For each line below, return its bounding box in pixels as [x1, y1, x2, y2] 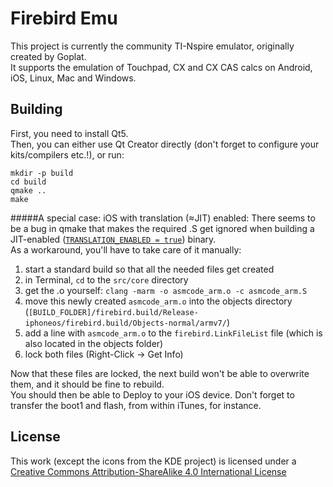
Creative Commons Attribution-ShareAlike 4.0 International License [10, 465, 287, 477]
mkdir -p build [10, 168, 74, 178]
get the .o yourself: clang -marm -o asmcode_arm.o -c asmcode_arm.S [24, 284, 308, 296]
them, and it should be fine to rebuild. [10, 378, 165, 390]
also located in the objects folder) [24, 337, 164, 349]
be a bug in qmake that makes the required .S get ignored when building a [10, 222, 315, 234]
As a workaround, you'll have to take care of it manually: [10, 243, 242, 256]
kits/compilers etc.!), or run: [10, 148, 125, 161]
